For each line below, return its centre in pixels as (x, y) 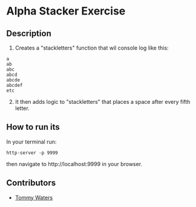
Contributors (31, 183)
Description (29, 33)
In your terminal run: (31, 142)
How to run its (33, 127)
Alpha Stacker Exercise (66, 11)
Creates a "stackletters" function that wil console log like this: (92, 48)
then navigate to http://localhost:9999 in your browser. (74, 164)
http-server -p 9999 (32, 153)
